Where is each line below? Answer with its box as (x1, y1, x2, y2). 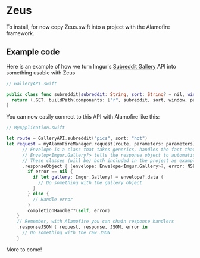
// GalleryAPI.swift (6, 80, 58, 86)
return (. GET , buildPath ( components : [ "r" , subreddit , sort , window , (11, 97, 187, 103)
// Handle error (32, 196, 73, 203)
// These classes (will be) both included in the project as (21, 157, 177, 164)
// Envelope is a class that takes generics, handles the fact (21, 147, 183, 153)
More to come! (6, 245, 42, 253)
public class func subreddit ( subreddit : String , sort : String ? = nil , (6, 91, 185, 97)
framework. (6, 29, 35, 36)
